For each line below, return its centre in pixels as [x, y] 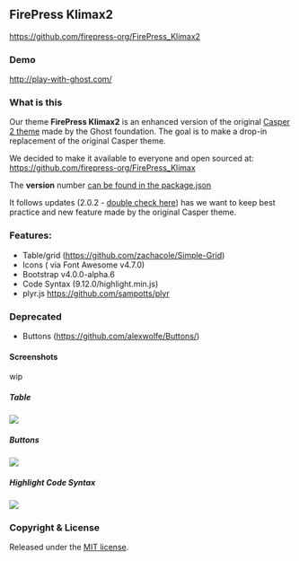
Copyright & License [55, 528]
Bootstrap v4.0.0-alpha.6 [68, 274]
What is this [36, 102]
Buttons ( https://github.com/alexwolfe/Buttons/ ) [111, 336]
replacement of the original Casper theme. [88, 141]
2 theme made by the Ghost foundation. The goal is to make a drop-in [138, 131]
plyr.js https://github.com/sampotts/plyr [96, 293]
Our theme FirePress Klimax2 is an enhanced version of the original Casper [149, 122]
